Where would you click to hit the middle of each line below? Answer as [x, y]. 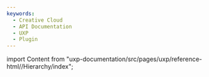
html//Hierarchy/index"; [40, 67]
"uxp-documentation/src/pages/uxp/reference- [134, 59]
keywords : [21, 14]
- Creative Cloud [38, 20]
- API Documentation [42, 26]
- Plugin [25, 40]
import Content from [36, 59]
